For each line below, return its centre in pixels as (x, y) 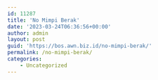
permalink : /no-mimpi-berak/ (50, 53)
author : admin (28, 33)
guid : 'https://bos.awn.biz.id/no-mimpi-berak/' (80, 46)
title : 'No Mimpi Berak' (44, 20)
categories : (25, 59)
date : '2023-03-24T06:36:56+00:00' (59, 26)
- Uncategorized (44, 65)
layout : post (26, 40)
